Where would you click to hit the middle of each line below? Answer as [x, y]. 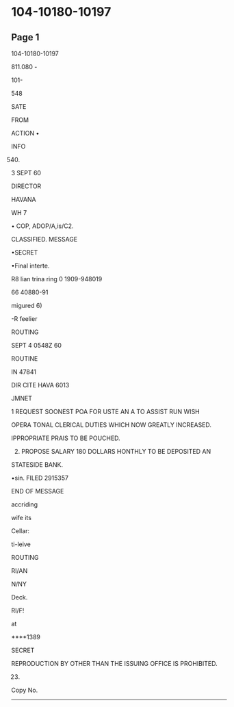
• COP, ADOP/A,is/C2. [42, 226]
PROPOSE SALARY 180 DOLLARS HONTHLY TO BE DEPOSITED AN [116, 451]
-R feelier [24, 319]
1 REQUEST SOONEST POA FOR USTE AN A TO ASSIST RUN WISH [106, 412]
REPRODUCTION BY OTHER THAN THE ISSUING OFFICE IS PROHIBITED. [114, 664]
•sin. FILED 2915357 [40, 478]
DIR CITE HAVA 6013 [40, 385]
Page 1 [25, 37]
